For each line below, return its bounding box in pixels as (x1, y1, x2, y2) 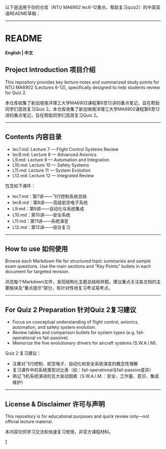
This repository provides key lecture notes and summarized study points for (5, 79, 160, 85)
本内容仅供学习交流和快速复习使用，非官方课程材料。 (5, 429, 114, 435)
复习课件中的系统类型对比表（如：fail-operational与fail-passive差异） (12, 367, 154, 373)
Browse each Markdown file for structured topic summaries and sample (5, 258, 151, 264)
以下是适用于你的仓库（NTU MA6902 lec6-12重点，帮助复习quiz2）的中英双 (5, 4, 161, 10)
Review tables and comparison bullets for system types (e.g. (12, 330, 136, 336)
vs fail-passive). (36, 335, 69, 341)
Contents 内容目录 (5, 133, 62, 141)
